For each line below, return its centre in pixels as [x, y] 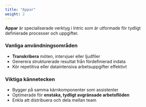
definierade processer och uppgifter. [42, 33]
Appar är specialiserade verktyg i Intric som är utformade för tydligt [73, 28]
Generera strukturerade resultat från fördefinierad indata [69, 61]
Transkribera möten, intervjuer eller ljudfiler [56, 56]
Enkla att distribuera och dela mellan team [54, 100]
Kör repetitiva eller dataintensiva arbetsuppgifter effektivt [69, 67]
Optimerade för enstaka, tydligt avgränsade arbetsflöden [71, 95]
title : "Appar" [20, 9]
